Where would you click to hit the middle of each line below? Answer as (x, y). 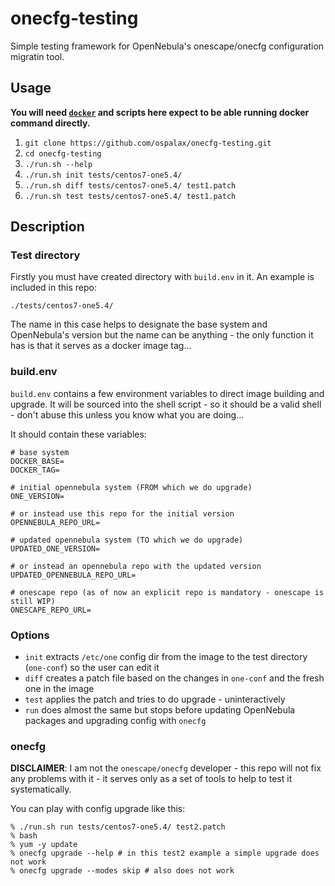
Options (30, 635)
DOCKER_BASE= (37, 461)
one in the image (59, 689)
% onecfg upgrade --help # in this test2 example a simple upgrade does (165, 853)
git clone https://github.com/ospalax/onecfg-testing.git (148, 143)
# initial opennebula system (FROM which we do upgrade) (131, 487)
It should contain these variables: (78, 434)
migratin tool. (37, 56)
